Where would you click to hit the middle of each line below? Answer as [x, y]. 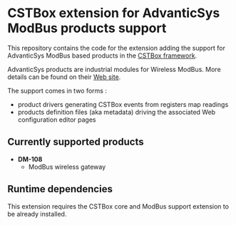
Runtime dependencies [60, 189]
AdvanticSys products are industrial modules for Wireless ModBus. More [114, 69]
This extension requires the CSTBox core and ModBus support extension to [118, 206]
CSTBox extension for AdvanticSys [114, 13]
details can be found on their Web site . [64, 77]
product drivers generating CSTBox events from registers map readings [123, 104]
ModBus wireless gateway [67, 167]
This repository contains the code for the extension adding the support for [117, 48]
